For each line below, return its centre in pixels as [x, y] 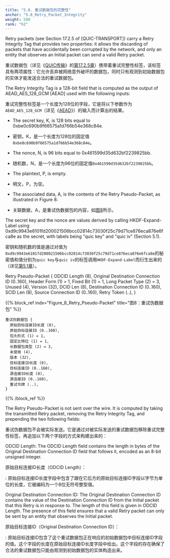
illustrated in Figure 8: [35, 200]
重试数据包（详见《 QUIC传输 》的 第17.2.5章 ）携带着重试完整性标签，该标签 [83, 65]
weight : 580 [18, 19]
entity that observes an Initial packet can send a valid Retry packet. [75, 55]
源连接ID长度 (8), [27, 374]
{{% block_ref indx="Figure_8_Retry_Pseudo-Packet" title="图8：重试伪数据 [84, 303]
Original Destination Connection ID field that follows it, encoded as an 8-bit [83, 452]
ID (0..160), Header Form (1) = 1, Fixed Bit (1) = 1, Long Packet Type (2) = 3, [83, 282]
